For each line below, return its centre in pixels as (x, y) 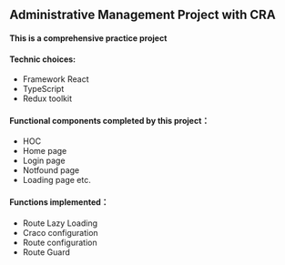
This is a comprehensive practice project (88, 38)
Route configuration (60, 242)
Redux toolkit (47, 98)
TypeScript (43, 89)
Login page (44, 161)
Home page (45, 151)
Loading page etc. (56, 180)
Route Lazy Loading (60, 223)
